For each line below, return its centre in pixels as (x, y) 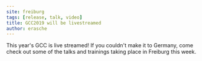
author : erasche (27, 28)
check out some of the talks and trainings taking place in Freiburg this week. (101, 52)
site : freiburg (25, 12)
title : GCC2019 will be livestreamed (54, 23)
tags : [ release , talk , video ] (44, 17)
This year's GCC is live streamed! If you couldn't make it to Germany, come (100, 45)
